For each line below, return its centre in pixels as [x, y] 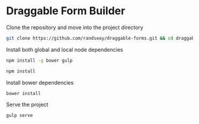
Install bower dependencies [40, 82]
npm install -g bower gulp [39, 61]
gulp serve [20, 116]
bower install [24, 93]
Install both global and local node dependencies [65, 49]
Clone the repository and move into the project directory [75, 27]
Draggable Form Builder [66, 11]
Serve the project [27, 104]
